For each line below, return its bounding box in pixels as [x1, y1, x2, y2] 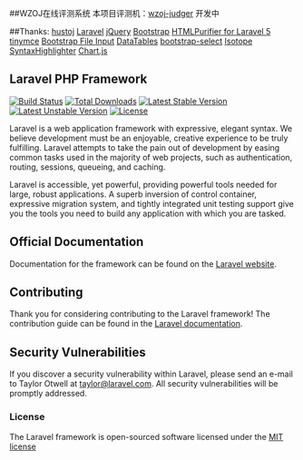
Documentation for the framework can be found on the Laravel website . [9, 258, 277, 269]
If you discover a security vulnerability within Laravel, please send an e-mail [9, 368, 293, 379]
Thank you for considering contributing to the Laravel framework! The [9, 308, 270, 319]
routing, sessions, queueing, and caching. [9, 161, 166, 172]
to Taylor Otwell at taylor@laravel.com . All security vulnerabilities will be [9, 378, 279, 389]
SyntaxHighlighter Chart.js [9, 45, 108, 56]
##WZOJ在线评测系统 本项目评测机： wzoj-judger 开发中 [9, 8, 220, 18]
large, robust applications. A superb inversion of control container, [9, 189, 257, 200]
